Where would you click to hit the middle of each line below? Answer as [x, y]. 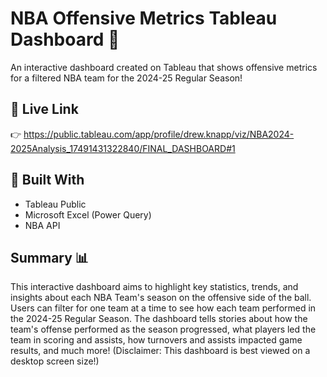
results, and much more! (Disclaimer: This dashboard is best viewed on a [160, 351]
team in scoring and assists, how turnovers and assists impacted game [156, 340]
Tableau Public [55, 204]
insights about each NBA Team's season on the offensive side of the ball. [161, 298]
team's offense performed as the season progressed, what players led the [163, 329]
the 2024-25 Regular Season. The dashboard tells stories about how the [159, 319]
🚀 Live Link [44, 109]
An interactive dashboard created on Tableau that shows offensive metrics [164, 67]
